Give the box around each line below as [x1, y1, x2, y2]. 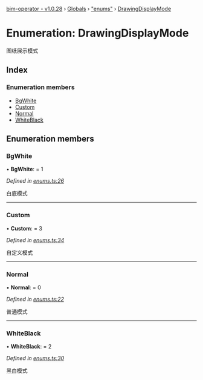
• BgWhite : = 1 [6, 166, 43, 173]
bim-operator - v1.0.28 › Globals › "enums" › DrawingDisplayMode [6, 5, 172, 12]
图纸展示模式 [6, 47, 38, 54]
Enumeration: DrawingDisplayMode [6, 27, 189, 40]
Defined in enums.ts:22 [6, 295, 65, 303]
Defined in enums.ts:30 [6, 355, 65, 362]
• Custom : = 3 [6, 224, 42, 232]
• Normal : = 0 [6, 284, 41, 291]
